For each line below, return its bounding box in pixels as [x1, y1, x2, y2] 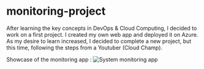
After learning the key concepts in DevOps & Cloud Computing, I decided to [6, 24, 197, 32]
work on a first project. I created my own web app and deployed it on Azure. [6, 31, 198, 38]
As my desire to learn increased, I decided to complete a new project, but [6, 37, 192, 45]
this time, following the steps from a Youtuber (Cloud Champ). [6, 44, 163, 51]
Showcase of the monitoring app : [6, 56, 92, 63]
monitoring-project [6, 4, 106, 18]
